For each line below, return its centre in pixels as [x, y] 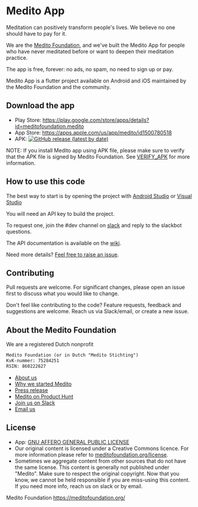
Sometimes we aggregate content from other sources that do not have [100, 461]
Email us [25, 409]
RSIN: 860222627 [26, 366]
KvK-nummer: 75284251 [33, 361]
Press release [31, 390]
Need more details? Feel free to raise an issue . [63, 254]
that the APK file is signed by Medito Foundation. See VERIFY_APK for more [98, 157]
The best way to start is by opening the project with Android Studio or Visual [99, 196]
